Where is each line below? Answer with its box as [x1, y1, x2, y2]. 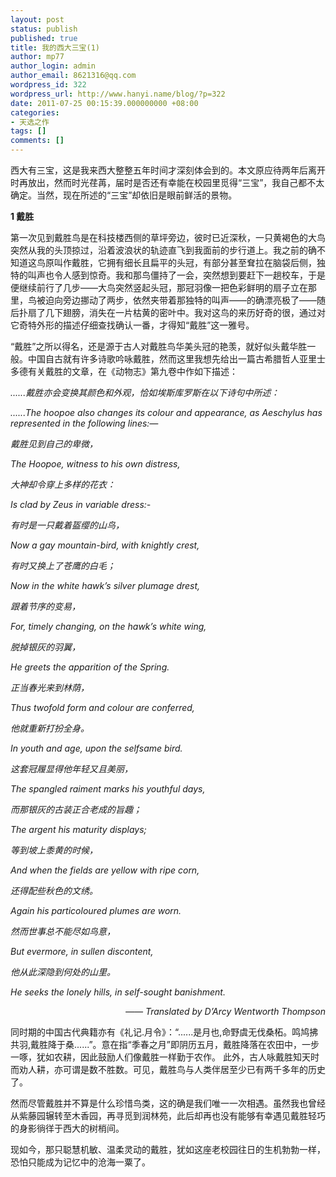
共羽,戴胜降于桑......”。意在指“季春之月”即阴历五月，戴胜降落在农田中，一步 [10, 1039, 320, 1050]
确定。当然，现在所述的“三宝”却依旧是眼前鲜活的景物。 [10, 189, 238, 201]
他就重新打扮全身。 [10, 722, 90, 734]
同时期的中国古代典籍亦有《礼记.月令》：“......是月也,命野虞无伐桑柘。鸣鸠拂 [10, 1026, 319, 1038]
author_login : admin [10, 61, 97, 71]
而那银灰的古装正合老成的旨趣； [10, 804, 142, 815]
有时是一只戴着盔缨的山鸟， [10, 519, 125, 531]
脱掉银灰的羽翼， [10, 641, 81, 653]
